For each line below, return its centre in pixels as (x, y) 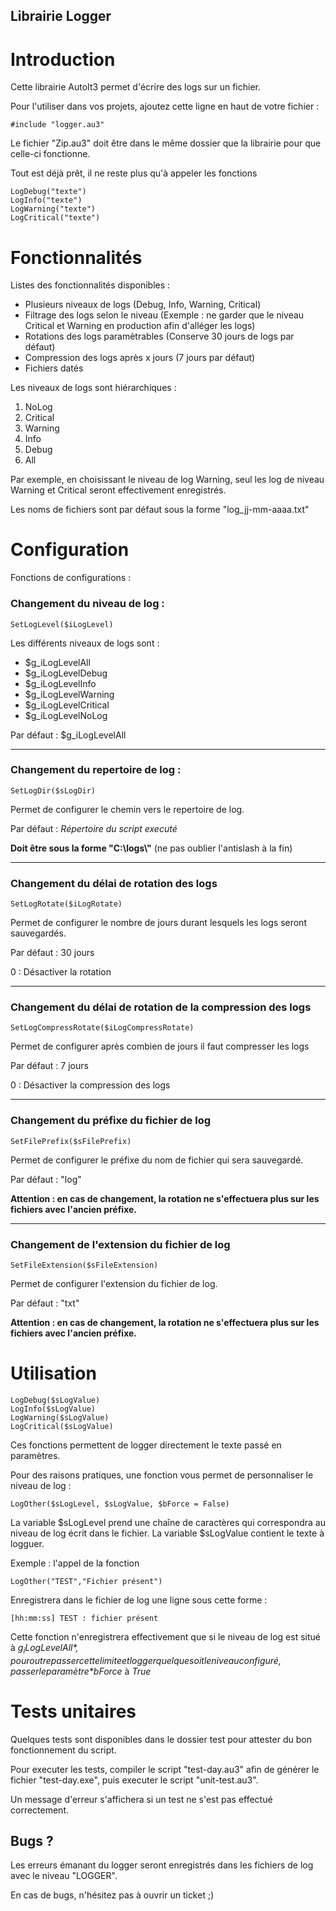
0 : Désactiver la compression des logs (90, 1085)
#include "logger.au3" (57, 125)
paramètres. (35, 1455)
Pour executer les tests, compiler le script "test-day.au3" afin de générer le (165, 1769)
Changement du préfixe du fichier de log (111, 1121)
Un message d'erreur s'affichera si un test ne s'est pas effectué (141, 1799)
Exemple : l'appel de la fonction (75, 1563)
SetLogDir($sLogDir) (53, 790)
